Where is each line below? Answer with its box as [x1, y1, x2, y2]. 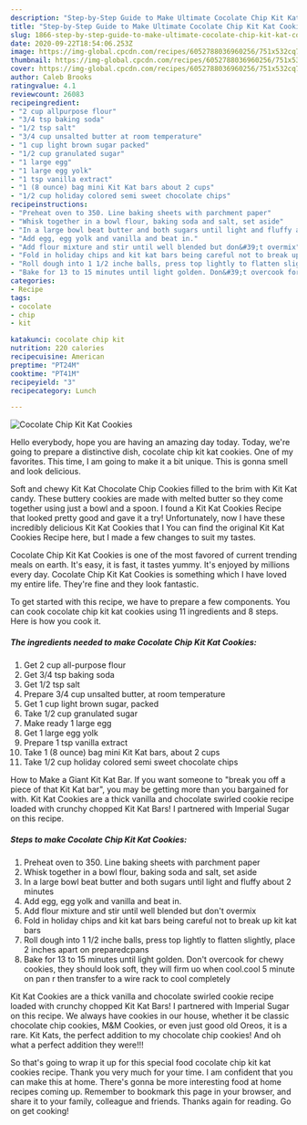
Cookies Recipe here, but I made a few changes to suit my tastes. [10, 532, 256, 543]
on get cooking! [10, 1106, 69, 1117]
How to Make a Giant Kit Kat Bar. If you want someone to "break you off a [10, 775, 286, 786]
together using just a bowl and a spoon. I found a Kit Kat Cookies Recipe [10, 503, 281, 514]
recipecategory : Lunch [10, 386, 97, 395]
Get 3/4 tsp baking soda [23, 670, 115, 681]
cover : [10, 65, 36, 74]
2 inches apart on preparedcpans [23, 944, 149, 955]
